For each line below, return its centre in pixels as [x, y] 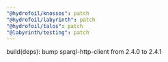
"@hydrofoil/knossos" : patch [48, 13]
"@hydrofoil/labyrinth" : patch [51, 20]
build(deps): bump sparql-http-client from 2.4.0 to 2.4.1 [84, 52]
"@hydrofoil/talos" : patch [45, 26]
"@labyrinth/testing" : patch [48, 32]
